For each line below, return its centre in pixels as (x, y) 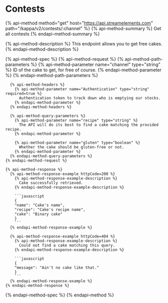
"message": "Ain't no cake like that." (57, 268)
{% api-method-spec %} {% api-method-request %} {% (65, 59)
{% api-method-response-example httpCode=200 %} (63, 174)
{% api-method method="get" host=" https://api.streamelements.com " (79, 23)
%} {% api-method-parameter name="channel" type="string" (95, 64)
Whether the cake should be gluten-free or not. (71, 147)
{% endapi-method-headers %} (41, 107)
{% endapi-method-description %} (42, 49)
